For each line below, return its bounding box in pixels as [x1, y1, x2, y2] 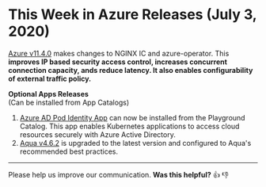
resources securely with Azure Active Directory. [19, 129, 176, 139]
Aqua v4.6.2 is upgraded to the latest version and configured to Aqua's [19, 138, 252, 147]
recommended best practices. [19, 147, 119, 156]
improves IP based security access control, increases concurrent [8, 57, 228, 67]
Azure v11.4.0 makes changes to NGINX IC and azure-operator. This [8, 48, 230, 58]
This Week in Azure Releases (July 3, [8, 6, 257, 24]
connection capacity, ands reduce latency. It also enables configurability [8, 65, 253, 74]
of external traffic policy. [8, 74, 92, 83]
